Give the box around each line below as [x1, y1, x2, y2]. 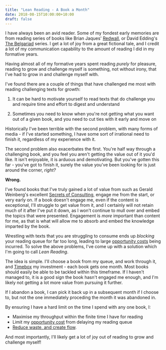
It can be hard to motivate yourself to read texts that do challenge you [12, 96, 155, 102]
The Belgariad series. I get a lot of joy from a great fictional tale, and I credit [5, 41, 160, 47]
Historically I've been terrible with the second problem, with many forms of [5, 126, 158, 132]
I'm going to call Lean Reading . [5, 249, 68, 255]
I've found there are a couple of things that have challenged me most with [5, 81, 156, 87]
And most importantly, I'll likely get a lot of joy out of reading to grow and [5, 334, 154, 340]
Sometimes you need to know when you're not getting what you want [12, 111, 155, 117]
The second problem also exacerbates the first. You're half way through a [5, 146, 156, 152]
